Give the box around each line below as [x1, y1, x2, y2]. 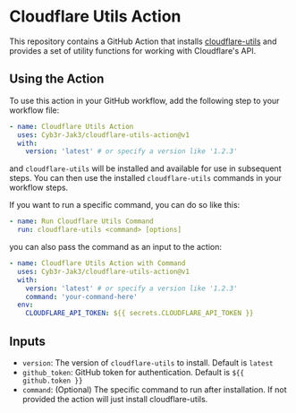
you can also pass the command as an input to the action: [9, 242, 222, 252]
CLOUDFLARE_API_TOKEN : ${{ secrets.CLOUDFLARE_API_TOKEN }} [25, 309, 254, 318]
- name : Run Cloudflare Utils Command [9, 217, 154, 226]
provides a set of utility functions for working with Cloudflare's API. [9, 45, 257, 56]
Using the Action [9, 72, 105, 87]
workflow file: [9, 105, 60, 116]
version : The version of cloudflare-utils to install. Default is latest [21, 357, 274, 368]
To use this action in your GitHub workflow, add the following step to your [9, 95, 280, 106]
